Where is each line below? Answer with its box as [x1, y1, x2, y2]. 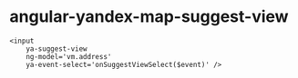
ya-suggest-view [26, 44, 88, 54]
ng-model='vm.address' [26, 52, 112, 61]
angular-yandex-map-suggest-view [9, 6, 289, 27]
